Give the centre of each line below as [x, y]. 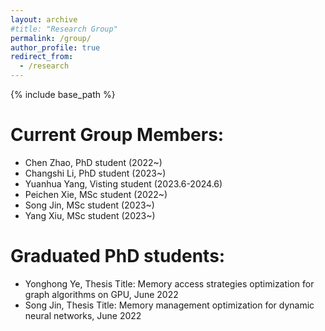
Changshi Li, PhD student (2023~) [95, 173]
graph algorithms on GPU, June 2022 [101, 294]
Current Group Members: [117, 135]
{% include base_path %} [63, 94]
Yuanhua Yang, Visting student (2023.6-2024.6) [123, 183]
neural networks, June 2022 [83, 315]
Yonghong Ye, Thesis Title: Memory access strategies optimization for [169, 283]
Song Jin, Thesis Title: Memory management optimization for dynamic [169, 305]
